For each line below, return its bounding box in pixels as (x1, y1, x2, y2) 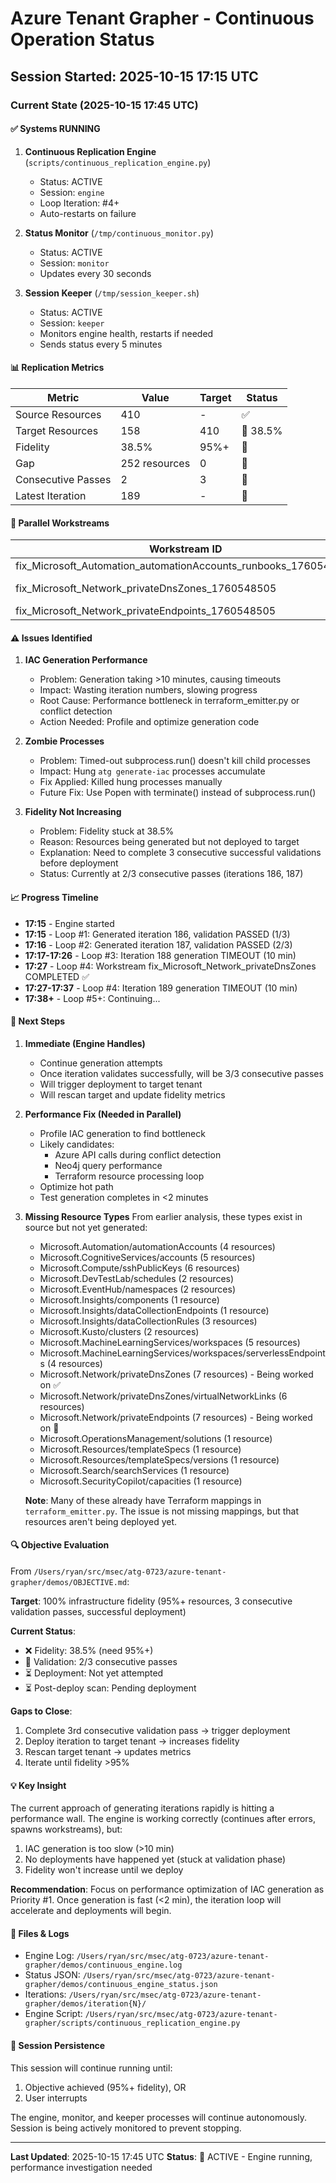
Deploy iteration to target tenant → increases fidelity (24, 1735, 240, 1747)
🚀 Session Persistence (10, 2039, 106, 2051)
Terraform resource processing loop (54, 1170, 205, 1182)
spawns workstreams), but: (10, 1823, 123, 1836)
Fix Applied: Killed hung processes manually (39, 776, 223, 788)
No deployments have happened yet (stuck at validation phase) (24, 1853, 287, 1866)
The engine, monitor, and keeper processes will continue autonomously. (10, 2111, 308, 2123)
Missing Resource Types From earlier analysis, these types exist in (24, 1210, 303, 1222)
